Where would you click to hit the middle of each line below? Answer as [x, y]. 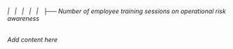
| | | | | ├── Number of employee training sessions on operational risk [117, 11]
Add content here [33, 40]
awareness [24, 18]
